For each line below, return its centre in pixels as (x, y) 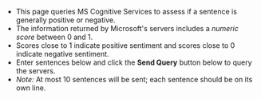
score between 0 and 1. (54, 37)
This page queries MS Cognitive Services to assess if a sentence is (127, 12)
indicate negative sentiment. (62, 54)
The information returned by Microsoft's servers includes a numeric (127, 28)
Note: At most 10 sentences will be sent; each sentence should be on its (134, 79)
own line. (31, 88)
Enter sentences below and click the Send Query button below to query (134, 62)
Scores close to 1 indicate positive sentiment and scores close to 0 (125, 46)
